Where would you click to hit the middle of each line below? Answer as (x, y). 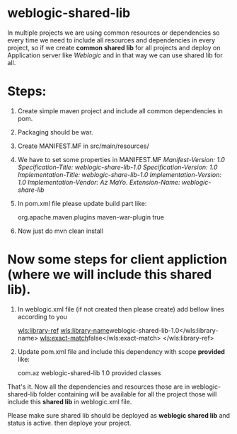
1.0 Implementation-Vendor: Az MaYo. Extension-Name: (99, 182)
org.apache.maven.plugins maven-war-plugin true (91, 217)
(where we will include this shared (110, 275)
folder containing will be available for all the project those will (128, 394)
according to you (42, 316)
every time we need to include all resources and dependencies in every (111, 40)
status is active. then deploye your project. (69, 423)
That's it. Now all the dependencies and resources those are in (99, 387)
